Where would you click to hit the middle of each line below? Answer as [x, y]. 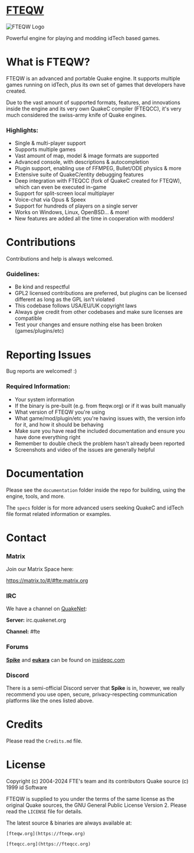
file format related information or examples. [59, 514]
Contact [26, 538]
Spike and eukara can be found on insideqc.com [65, 660]
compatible [28, 318]
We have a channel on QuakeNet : [47, 609]
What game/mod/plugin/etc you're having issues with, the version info [100, 418]
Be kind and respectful [42, 287]
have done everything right [47, 437]
